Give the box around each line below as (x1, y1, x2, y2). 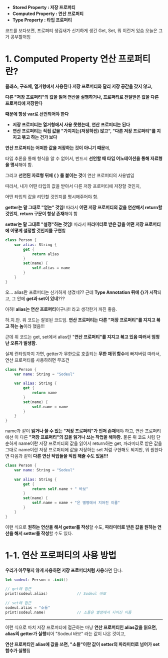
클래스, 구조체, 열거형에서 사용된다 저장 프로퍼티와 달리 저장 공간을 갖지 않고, (5, 83, 153, 89)
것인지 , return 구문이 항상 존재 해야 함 (5, 210, 78, 217)
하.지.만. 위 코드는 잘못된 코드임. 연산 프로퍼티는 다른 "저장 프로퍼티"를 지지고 (5, 316, 156, 322)
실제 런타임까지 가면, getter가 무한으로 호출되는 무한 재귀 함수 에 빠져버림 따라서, (5, 351, 161, 357)
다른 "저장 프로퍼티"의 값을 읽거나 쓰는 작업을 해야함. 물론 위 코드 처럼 (19, 434, 155, 440)
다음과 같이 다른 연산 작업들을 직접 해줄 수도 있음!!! (10, 453, 108, 459)
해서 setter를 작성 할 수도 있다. (14, 530, 73, 536)
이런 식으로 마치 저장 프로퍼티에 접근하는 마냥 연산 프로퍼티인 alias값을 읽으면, (5, 624, 157, 630)
